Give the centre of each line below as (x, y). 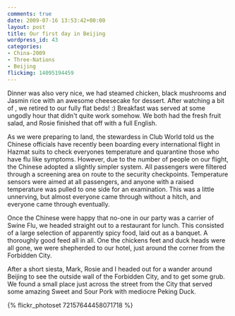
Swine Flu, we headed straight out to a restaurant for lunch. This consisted (116, 225)
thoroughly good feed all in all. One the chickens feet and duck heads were (116, 240)
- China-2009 (26, 54)
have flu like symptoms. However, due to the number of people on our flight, (118, 159)
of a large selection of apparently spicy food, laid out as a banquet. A (108, 233)
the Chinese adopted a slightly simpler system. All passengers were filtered (117, 166)
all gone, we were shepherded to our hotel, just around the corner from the (116, 248)
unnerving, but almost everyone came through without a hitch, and (104, 196)
